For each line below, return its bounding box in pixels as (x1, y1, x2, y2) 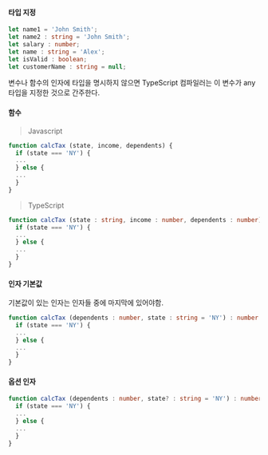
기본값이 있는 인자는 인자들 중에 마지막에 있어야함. (8, 298, 164, 307)
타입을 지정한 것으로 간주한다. (8, 88, 100, 97)
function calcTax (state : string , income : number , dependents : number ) (8, 216, 262, 224)
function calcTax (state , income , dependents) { (8, 141, 173, 149)
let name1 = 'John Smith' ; (8, 26, 98, 34)
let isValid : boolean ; (8, 55, 88, 63)
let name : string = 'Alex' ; (8, 48, 105, 56)
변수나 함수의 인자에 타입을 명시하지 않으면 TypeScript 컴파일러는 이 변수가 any (8, 78, 256, 88)
